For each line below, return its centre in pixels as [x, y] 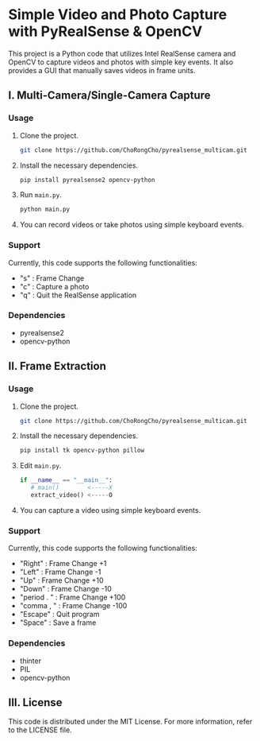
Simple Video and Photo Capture [118, 15]
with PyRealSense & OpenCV [105, 31]
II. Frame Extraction [57, 366]
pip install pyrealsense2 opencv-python [87, 180]
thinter [31, 661]
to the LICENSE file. [40, 730]
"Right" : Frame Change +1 [63, 564]
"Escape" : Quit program [59, 615]
